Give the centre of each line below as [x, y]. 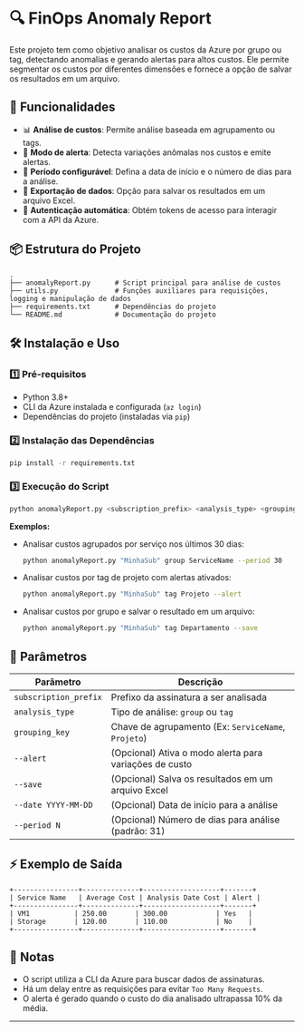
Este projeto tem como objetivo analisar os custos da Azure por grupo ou [146, 49]
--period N [37, 826]
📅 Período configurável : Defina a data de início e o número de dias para [157, 171]
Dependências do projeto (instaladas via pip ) [106, 417]
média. [35, 1007]
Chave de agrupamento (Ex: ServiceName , [198, 727]
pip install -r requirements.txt [72, 463]
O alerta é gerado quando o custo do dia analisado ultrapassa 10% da [152, 998]
